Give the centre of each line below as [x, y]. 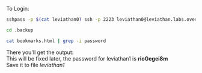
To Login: [18, 9]
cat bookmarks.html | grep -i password [56, 41]
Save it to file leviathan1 [35, 65]
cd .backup [20, 30]
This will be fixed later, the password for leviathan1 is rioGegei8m [87, 58]
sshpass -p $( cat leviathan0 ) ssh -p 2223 [60, 20]
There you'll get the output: [40, 52]
